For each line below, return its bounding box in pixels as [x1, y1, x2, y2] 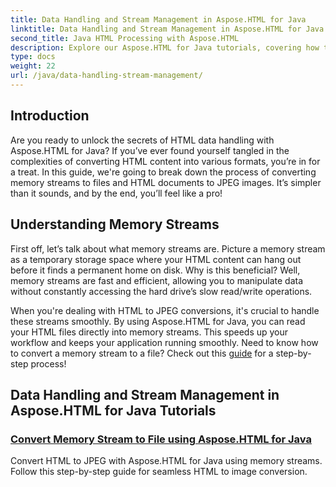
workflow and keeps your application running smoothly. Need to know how [10, 336, 319, 348]
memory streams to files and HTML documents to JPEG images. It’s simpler [10, 176, 322, 188]
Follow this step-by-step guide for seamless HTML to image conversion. [10, 466, 308, 478]
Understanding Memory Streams [10, 216, 220, 233]
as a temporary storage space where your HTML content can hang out [10, 253, 302, 265]
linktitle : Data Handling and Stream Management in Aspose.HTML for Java [10, 24, 325, 34]
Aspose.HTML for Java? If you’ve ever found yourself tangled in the [10, 144, 290, 156]
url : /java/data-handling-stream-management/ [10, 71, 203, 81]
